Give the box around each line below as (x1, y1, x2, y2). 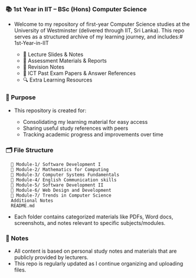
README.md (11, 202, 35, 208)
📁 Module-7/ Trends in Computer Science (11, 192, 112, 198)
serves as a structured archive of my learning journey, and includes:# (14, 33, 184, 40)
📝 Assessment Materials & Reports (22, 57, 107, 64)
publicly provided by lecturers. (14, 254, 89, 261)
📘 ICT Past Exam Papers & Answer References (22, 70, 136, 77)
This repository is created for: (14, 107, 87, 114)
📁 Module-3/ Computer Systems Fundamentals (11, 172, 119, 178)
